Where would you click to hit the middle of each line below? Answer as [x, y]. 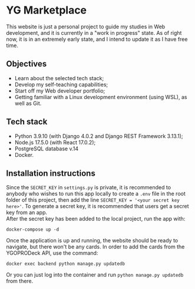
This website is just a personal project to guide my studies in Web [86, 27]
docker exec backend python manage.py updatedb [66, 264]
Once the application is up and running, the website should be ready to [92, 241]
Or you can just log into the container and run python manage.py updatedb [95, 275]
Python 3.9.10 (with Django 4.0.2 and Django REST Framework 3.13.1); [99, 136]
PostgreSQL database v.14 [47, 149]
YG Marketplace [47, 10]
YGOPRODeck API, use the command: [52, 253]
